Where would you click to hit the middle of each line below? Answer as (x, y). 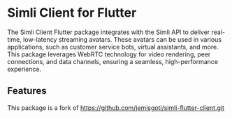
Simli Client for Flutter (72, 13)
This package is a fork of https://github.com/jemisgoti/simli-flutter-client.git (116, 108)
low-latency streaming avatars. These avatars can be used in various (123, 39)
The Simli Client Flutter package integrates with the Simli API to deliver (109, 32)
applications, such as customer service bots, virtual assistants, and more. (113, 47)
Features (27, 91)
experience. (24, 69)
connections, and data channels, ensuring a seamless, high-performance (113, 61)
